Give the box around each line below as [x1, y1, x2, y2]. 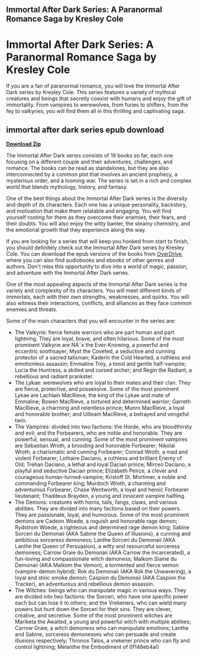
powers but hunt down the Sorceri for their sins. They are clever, [14, 606, 172, 613]
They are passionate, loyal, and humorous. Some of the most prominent [14, 512, 189, 519]
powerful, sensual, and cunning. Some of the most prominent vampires [14, 436, 188, 443]
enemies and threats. [6, 306, 58, 313]
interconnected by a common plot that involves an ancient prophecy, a [6, 171, 178, 178]
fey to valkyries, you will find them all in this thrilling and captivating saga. [6, 108, 186, 115]
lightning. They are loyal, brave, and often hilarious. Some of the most [14, 335, 184, 342]
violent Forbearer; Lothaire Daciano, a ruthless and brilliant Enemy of [14, 455, 182, 462]
